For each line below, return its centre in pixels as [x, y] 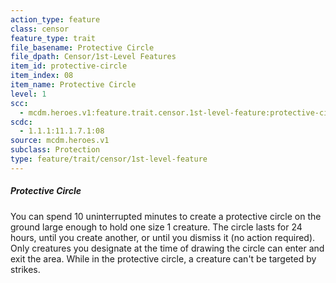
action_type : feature [55, 19]
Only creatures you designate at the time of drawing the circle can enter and [167, 248]
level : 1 [28, 94]
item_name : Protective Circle [73, 85]
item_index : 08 [42, 76]
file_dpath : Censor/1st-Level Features [93, 57]
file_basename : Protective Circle [82, 47]
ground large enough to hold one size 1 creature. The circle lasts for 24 [156, 227]
